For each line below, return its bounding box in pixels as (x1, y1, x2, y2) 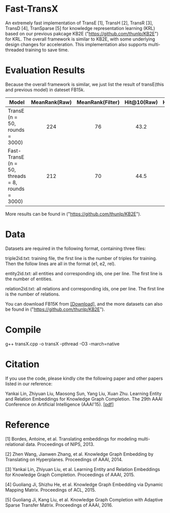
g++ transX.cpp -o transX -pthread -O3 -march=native (5, 341, 120, 347)
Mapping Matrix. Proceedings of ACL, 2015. (5, 487, 96, 493)
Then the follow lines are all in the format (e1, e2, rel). (5, 261, 116, 267)
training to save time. (25, 47, 69, 53)
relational (5, 441, 25, 447)
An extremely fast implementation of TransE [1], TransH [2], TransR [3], (5, 20, 153, 26)
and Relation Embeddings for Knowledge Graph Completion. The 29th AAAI (5, 396, 163, 402)
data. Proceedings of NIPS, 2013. (25, 441, 95, 447)
